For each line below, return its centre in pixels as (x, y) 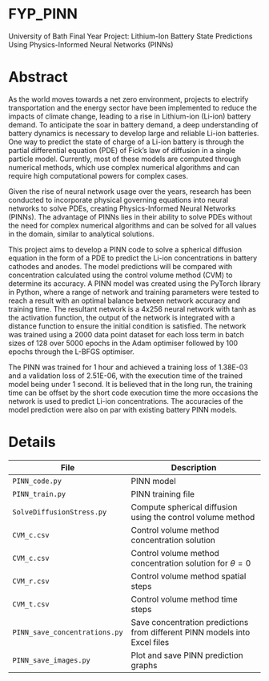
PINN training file (163, 494)
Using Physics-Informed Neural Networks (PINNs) (91, 44)
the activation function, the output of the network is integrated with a (122, 317)
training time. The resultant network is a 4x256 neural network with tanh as (132, 308)
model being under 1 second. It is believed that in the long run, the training (131, 384)
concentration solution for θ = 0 (191, 563)
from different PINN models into (191, 632)
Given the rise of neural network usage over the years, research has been (130, 191)
